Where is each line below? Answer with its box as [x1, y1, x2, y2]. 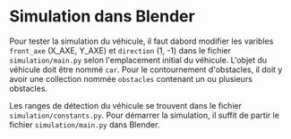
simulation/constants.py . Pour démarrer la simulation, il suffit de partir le [9, 110, 280, 120]
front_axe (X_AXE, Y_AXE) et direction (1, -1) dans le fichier [9, 45, 231, 55]
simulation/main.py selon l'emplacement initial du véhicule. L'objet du [9, 54, 268, 65]
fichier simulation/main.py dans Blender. [9, 119, 160, 130]
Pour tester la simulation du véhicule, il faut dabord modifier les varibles [9, 36, 274, 46]
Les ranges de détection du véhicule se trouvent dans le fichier [9, 100, 242, 110]
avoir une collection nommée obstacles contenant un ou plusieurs [9, 73, 253, 84]
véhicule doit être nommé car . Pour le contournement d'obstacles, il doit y [9, 64, 283, 75]
